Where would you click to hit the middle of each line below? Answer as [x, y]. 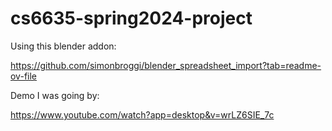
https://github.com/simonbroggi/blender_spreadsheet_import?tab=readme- [166, 65]
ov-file [23, 76]
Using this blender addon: [63, 46]
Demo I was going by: [55, 95]
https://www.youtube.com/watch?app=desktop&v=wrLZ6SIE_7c [142, 114]
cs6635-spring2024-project [131, 18]
